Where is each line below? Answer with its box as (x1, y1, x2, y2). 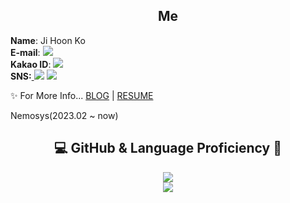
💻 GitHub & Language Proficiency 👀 (54, 140, 282, 157)
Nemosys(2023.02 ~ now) (10, 109, 119, 121)
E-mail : (10, 46, 41, 58)
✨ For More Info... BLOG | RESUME (10, 89, 154, 101)
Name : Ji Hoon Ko (10, 34, 86, 46)
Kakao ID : (10, 58, 52, 70)
